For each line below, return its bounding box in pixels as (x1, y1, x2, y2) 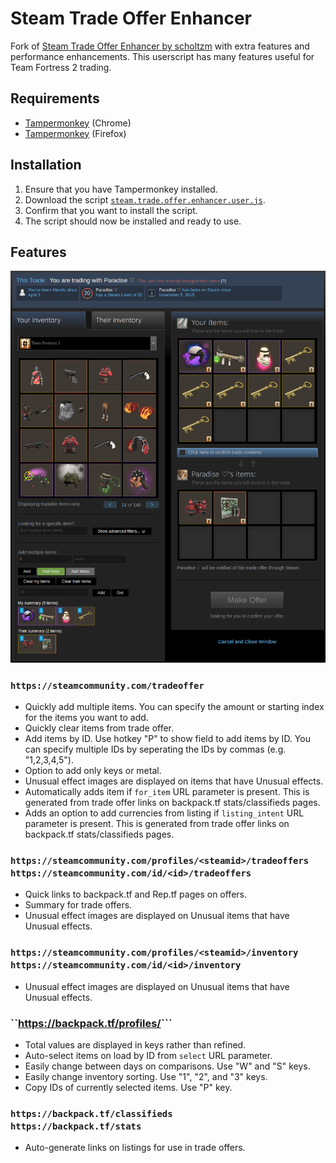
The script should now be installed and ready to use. (24, 215, 242, 227)
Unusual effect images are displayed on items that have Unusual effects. (24, 775, 324, 787)
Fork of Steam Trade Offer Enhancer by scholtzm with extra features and (10, 40, 310, 52)
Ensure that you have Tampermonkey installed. (24, 183, 218, 195)
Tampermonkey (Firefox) (24, 127, 127, 139)
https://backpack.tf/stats (10, 1120, 142, 1132)
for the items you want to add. (24, 712, 149, 723)
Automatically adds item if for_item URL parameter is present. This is (24, 786, 310, 797)
